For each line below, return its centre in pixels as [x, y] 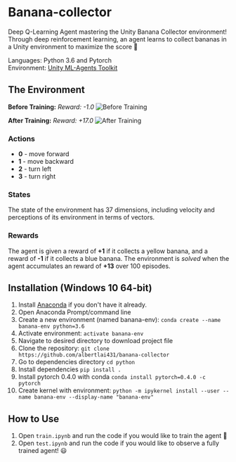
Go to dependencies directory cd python [77, 362]
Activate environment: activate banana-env [81, 333]
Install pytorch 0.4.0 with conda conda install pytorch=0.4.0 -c [112, 377]
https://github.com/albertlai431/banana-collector [94, 355]
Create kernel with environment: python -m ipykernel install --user [119, 390]
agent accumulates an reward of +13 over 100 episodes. [89, 266]
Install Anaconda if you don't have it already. [82, 305]
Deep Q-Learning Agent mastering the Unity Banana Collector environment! [118, 32]
